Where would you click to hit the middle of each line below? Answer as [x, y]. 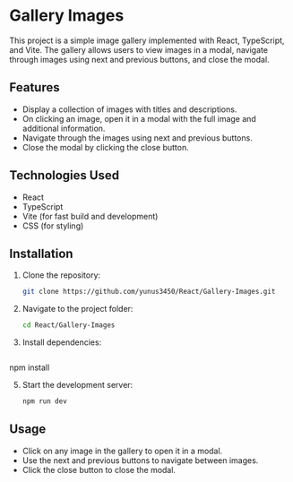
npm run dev [44, 401]
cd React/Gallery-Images [69, 325]
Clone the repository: [61, 275]
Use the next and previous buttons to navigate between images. [140, 460]
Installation [41, 253]
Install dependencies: [62, 342]
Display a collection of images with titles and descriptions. [129, 109]
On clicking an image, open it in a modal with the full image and [139, 118]
